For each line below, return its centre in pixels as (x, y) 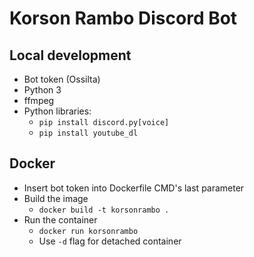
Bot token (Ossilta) (62, 79)
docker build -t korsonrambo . (104, 210)
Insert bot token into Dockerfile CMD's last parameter (134, 188)
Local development (70, 55)
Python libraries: (57, 111)
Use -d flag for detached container (110, 241)
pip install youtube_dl (88, 133)
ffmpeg (39, 100)
